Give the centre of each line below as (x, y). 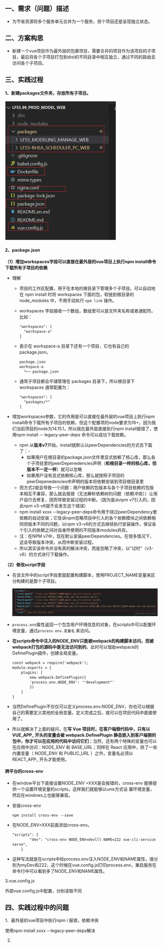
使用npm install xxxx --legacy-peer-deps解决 (50, 930)
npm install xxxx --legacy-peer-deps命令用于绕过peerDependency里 (88, 512)
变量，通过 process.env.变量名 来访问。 (55, 630)
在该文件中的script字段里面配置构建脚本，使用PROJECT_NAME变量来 (81, 575)
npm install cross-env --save (43, 815)
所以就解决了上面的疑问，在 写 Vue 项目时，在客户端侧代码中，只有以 (81, 729)
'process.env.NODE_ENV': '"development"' (72, 682)
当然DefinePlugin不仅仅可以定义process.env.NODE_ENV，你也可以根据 (83, 706)
